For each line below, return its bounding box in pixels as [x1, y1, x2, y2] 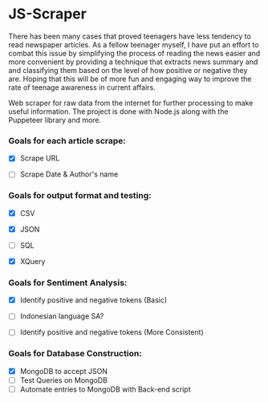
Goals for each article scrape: [8, 135, 127, 146]
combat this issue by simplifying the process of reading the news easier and [8, 48, 261, 58]
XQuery [19, 256, 46, 266]
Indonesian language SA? [19, 311, 104, 321]
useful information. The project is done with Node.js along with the [8, 106, 229, 116]
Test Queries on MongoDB [19, 375, 108, 385]
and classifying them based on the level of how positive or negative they [8, 65, 248, 75]
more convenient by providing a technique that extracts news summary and [8, 57, 258, 67]
